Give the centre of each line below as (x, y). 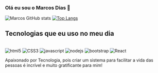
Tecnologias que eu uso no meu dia (60, 33)
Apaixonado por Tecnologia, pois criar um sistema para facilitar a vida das (79, 60)
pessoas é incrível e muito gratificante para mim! (54, 65)
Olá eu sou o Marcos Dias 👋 (38, 8)
